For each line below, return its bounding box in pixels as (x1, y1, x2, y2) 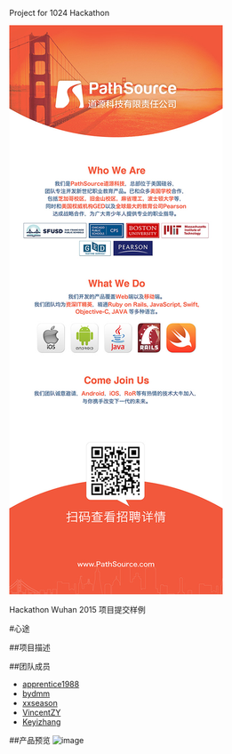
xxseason (21, 698, 58, 708)
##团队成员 (9, 662, 51, 671)
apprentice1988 (21, 679, 80, 689)
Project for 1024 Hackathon (9, 8, 109, 18)
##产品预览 (9, 735, 51, 745)
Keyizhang (21, 717, 61, 727)
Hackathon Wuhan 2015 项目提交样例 (9, 605, 146, 614)
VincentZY (21, 707, 61, 718)
